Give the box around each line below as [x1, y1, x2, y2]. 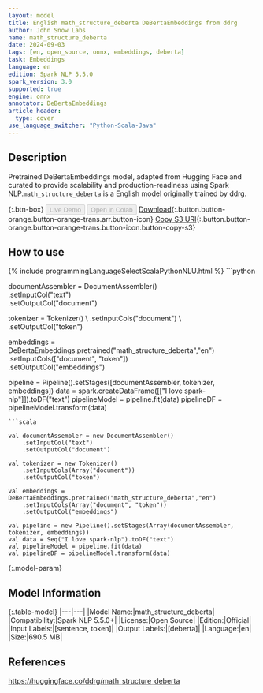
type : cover [15, 114, 55, 122]
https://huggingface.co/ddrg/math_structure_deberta [8, 676, 180, 685]
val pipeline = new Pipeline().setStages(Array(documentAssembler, [8, 522, 235, 530]
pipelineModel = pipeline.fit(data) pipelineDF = [72, 395, 223, 404]
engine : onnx [8, 92, 51, 100]
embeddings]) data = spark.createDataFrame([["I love [8, 386, 183, 395]
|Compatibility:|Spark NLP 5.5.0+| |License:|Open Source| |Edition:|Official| [8, 616, 252, 625]
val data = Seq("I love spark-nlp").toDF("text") [8, 536, 175, 544]
